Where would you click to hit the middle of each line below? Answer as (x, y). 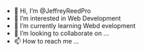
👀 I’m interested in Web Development (67, 18)
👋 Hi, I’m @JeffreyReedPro (52, 11)
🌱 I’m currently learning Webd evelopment (75, 26)
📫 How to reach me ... (46, 41)
